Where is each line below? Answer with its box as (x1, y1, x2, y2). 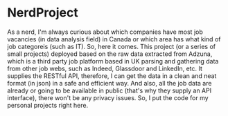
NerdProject (7, 5, 78, 21)
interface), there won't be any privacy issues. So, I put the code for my (7, 93, 209, 101)
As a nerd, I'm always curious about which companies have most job (7, 28, 203, 36)
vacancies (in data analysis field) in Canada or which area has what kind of (7, 35, 221, 43)
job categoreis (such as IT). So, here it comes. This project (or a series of (7, 42, 216, 50)
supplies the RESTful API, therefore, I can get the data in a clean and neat (7, 71, 217, 80)
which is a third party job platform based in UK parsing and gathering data (7, 57, 219, 65)
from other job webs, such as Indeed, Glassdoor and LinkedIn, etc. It (7, 64, 203, 72)
